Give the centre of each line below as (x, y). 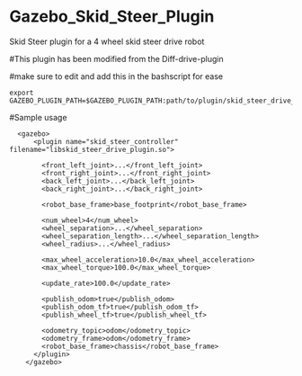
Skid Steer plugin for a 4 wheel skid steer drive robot (107, 41)
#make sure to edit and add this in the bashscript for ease (116, 76)
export (22, 93)
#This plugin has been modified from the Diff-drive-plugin (116, 58)
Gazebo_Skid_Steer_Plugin (112, 17)
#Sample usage (38, 117)
